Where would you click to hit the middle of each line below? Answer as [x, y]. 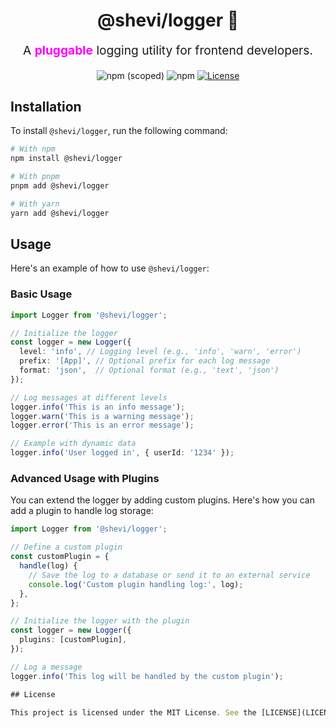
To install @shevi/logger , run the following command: [119, 131]
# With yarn [35, 204]
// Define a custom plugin [66, 547]
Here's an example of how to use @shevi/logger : [110, 268]
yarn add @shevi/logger [60, 213]
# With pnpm [35, 177]
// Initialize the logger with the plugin [100, 621]
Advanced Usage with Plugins [85, 479]
